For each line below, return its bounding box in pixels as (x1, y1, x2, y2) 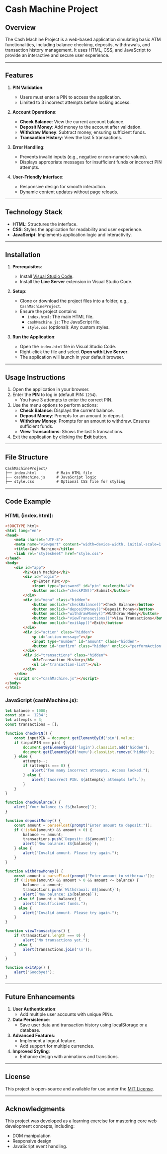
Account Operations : (12, 109, 57, 115)
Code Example (5, 497, 51, 506)
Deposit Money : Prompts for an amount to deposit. (19, 413, 125, 419)
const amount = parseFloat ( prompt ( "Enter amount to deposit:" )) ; (14, 823, 153, 828)
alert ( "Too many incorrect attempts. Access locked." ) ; (31, 768, 150, 773)
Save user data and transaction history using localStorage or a (19, 1022, 148, 1028)
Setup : (12, 288, 27, 294)
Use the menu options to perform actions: (12, 402, 98, 408)
